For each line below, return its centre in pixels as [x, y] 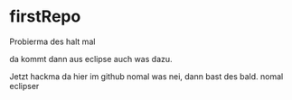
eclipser [24, 86]
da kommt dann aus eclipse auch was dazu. [91, 59]
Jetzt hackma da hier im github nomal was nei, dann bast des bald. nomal [146, 76]
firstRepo [45, 17]
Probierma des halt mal [52, 41]
